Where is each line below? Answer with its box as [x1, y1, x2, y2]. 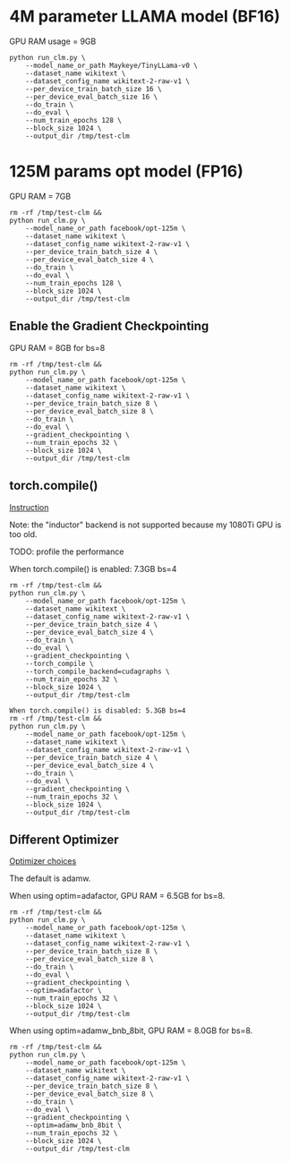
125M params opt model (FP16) [9, 161, 244, 182]
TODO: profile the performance [9, 546, 124, 557]
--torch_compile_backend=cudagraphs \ [25, 667, 170, 676]
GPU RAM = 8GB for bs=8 [9, 342, 106, 353]
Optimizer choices [9, 856, 77, 867]
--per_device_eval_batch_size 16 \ [25, 92, 158, 101]
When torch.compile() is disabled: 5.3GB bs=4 [9, 705, 186, 715]
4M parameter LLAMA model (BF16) [9, 6, 280, 27]
